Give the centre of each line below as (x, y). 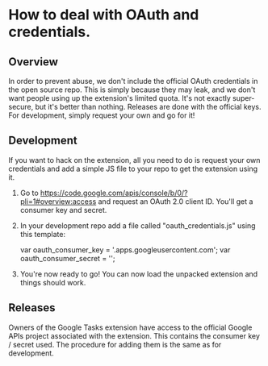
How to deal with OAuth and (104, 15)
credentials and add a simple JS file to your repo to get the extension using (133, 168)
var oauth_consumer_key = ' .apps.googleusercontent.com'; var (125, 250)
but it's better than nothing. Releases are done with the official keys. (148, 107)
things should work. (53, 282)
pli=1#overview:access (58, 201)
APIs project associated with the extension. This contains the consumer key (134, 335)
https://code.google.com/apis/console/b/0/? (114, 193)
